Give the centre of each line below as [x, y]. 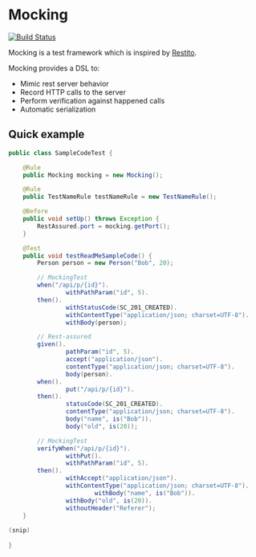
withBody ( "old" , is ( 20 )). [109, 500]
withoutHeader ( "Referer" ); [111, 508]
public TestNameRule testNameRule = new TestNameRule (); [120, 197]
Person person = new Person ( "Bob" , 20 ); [106, 263]
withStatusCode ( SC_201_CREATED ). [122, 307]
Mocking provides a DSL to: [54, 68]
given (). [52, 344]
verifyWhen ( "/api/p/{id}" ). [84, 448]
